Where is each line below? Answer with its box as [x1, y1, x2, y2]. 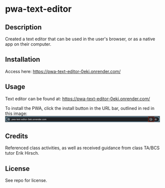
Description [5, 23, 42, 31]
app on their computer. [5, 41, 52, 47]
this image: [5, 110, 27, 116]
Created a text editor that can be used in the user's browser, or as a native [5, 36, 156, 42]
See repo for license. [5, 177, 48, 183]
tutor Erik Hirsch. [5, 150, 39, 156]
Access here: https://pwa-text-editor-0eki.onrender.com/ [5, 68, 121, 74]
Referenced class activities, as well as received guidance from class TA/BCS [5, 145, 160, 151]
